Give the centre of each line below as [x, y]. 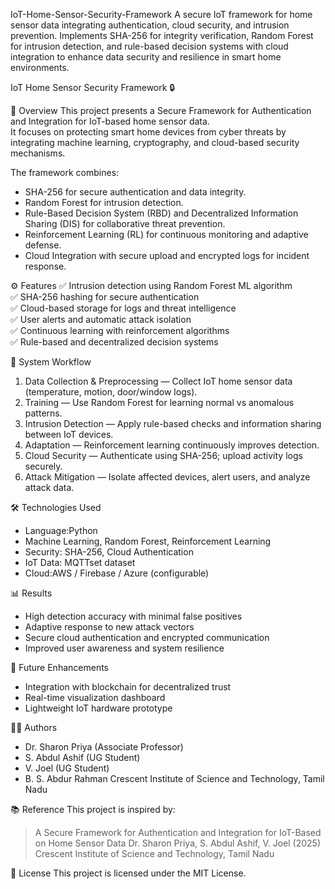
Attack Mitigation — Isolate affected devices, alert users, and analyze [167, 477]
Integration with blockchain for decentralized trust [128, 687]
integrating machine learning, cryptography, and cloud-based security [155, 142]
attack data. [49, 487]
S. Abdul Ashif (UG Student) [82, 757]
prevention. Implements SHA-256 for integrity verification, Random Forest [162, 35]
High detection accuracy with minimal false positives [133, 616]
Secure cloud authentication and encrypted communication [147, 637]
